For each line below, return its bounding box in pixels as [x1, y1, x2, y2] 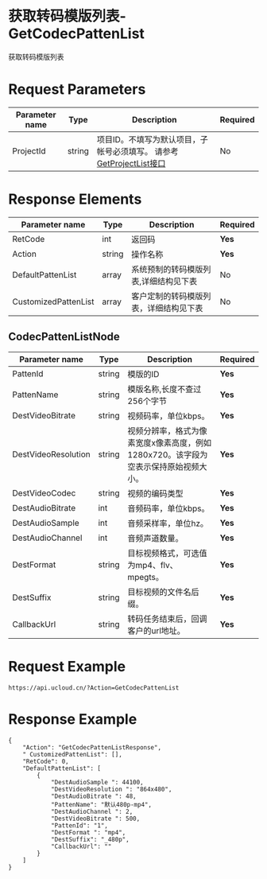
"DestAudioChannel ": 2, [50, 807, 133, 815]
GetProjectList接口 [96, 158, 166, 169]
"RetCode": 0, [22, 757, 69, 765]
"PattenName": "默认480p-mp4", [50, 800, 153, 808]
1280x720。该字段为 [126, 449, 208, 460]
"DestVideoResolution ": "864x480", [50, 785, 172, 793]
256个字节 [126, 395, 168, 406]
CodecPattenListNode [8, 330, 121, 344]
